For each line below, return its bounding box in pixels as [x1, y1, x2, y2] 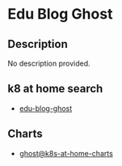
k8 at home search [7, 82, 103, 96]
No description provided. [7, 58, 90, 68]
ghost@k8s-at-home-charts [19, 148, 114, 158]
